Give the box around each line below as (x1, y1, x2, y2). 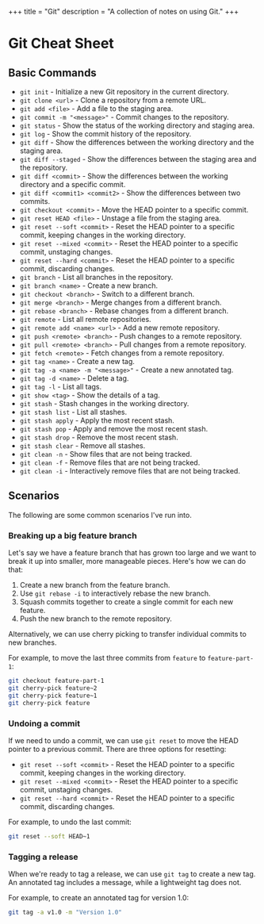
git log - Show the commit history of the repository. (19, 129, 192, 138)
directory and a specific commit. (19, 180, 126, 189)
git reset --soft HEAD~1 (8, 832, 90, 840)
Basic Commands (8, 66, 97, 79)
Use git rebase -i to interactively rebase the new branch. (19, 589, 211, 598)
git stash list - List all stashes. (19, 408, 128, 416)
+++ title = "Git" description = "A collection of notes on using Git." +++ (8, 7, 239, 16)
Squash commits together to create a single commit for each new (19, 597, 234, 607)
